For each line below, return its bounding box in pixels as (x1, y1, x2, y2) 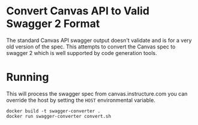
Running (6, 71, 49, 84)
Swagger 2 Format (6, 17, 100, 31)
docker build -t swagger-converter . (6, 108, 101, 114)
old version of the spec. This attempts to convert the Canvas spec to (6, 43, 176, 50)
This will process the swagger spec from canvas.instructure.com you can (6, 90, 188, 97)
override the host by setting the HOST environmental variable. (6, 96, 156, 103)
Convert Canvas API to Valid (6, 4, 150, 18)
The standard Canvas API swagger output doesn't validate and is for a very (6, 36, 192, 44)
